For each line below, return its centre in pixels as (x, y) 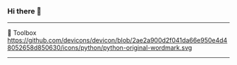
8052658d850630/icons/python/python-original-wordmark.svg (100, 48)
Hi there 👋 (25, 11)
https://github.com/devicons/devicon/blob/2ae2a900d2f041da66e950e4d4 (117, 41)
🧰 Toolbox (22, 33)
